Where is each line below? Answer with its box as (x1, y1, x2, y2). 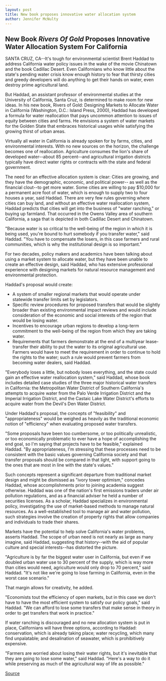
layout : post (5, 7, 32, 12)
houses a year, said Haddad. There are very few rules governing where (5, 195, 150, 201)
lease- (145, 339, 159, 345)
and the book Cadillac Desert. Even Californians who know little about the (5, 66, 155, 72)
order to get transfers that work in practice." (5, 610, 95, 616)
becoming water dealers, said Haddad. (12, 360, 91, 366)
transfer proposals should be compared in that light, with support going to (5, 457, 156, 463)
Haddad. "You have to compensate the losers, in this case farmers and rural (5, 236, 160, 242)
